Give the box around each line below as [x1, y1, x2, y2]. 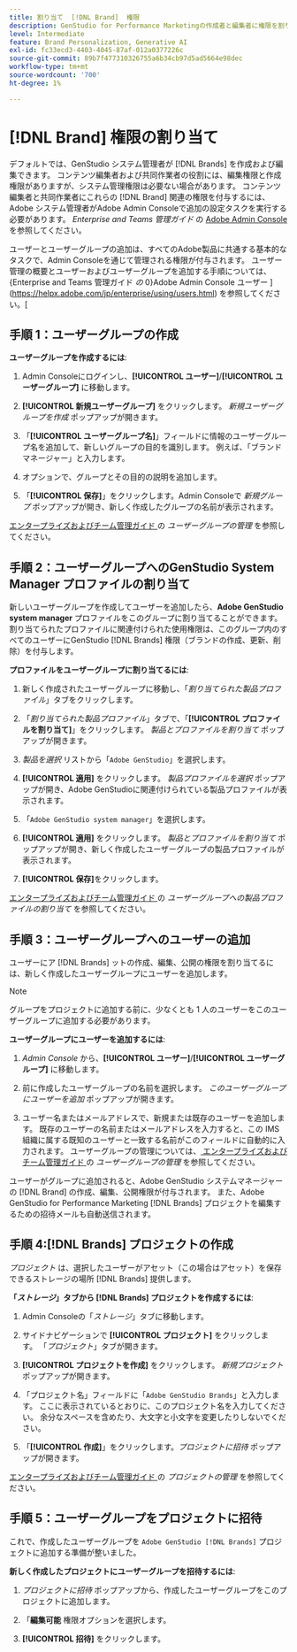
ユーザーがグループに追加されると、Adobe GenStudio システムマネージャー [9, 1176, 284, 1186]
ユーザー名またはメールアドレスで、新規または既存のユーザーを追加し [21, 1112, 278, 1123]
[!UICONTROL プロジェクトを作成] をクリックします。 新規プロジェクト [21, 1359, 285, 1370]
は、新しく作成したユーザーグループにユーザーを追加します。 [9, 968, 232, 979]
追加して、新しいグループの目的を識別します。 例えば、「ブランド [45, 442, 283, 452]
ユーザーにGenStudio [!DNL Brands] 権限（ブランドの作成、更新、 [32, 634, 274, 646]
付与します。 [32, 646, 79, 657]
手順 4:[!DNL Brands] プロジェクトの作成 [9, 1237, 234, 1252]
